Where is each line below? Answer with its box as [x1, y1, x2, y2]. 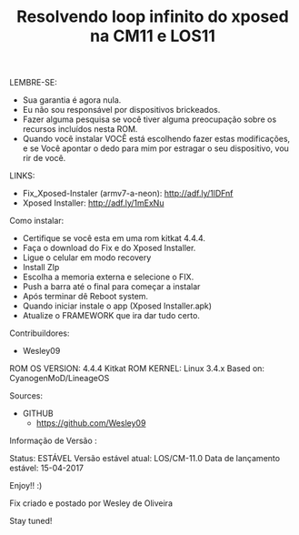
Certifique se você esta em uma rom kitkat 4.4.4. [22, 233, 206, 244]
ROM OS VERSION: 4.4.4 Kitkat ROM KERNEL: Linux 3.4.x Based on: [9, 363, 265, 374]
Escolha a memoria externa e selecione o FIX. [22, 271, 194, 283]
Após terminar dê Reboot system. [22, 291, 148, 302]
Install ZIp [22, 262, 60, 273]
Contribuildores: [9, 328, 70, 338]
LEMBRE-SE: [9, 77, 57, 88]
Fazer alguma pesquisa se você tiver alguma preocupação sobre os [22, 114, 277, 125]
